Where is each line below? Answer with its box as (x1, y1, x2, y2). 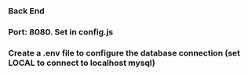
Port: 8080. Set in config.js (8, 26, 114, 37)
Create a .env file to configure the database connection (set (8, 47, 241, 58)
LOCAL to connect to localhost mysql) (8, 57, 155, 68)
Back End (8, 5, 45, 16)
